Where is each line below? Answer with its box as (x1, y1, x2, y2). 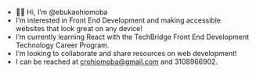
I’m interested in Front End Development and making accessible (15, 16, 222, 25)
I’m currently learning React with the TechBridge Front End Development (15, 32, 250, 41)
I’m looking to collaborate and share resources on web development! (15, 49, 237, 58)
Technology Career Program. (15, 41, 110, 50)
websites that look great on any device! (15, 24, 143, 33)
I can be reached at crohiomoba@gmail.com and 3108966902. (15, 57, 218, 66)
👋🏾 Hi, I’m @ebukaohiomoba (15, 8, 108, 16)
